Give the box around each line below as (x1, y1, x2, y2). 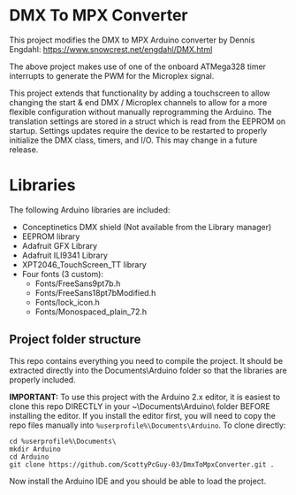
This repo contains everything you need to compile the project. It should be (9, 355, 284, 366)
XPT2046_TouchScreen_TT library (21, 259, 148, 270)
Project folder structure (9, 332, 141, 347)
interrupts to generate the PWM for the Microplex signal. (9, 70, 215, 81)
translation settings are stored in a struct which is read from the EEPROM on (9, 116, 286, 127)
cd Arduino (9, 452, 49, 461)
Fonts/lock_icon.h (34, 297, 100, 307)
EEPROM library (21, 231, 80, 242)
